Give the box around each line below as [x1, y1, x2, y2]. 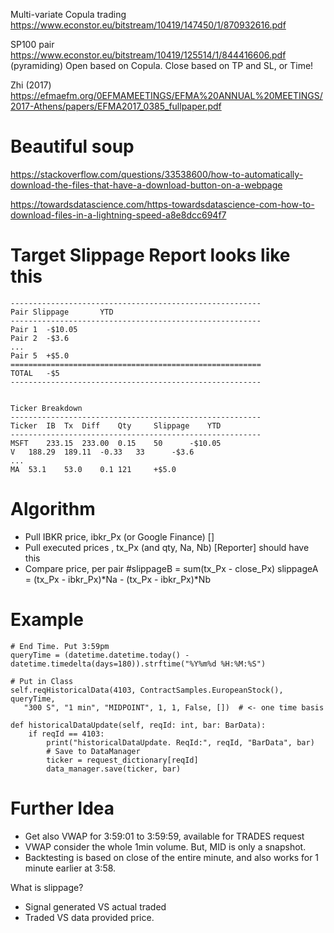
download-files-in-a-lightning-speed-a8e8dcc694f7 [10, 209, 227, 221]
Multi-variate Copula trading [10, 9, 127, 20]
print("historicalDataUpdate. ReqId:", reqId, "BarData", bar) [46, 737, 315, 748]
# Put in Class [10, 676, 74, 686]
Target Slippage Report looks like [10, 244, 291, 267]
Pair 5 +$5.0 [10, 350, 70, 361]
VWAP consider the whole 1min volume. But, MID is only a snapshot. [24, 840, 307, 853]
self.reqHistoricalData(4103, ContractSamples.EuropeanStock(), [10, 685, 284, 695]
